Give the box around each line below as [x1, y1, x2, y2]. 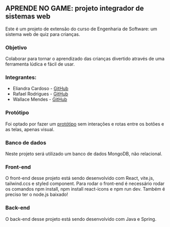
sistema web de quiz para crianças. [5, 31, 80, 37]
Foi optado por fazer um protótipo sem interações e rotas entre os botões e [5, 120, 164, 127]
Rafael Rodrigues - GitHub [12, 91, 68, 97]
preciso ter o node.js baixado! [5, 192, 68, 198]
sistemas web [5, 12, 51, 21]
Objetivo [5, 44, 27, 51]
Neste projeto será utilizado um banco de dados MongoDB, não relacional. [5, 151, 162, 157]
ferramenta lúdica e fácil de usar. [5, 61, 75, 67]
